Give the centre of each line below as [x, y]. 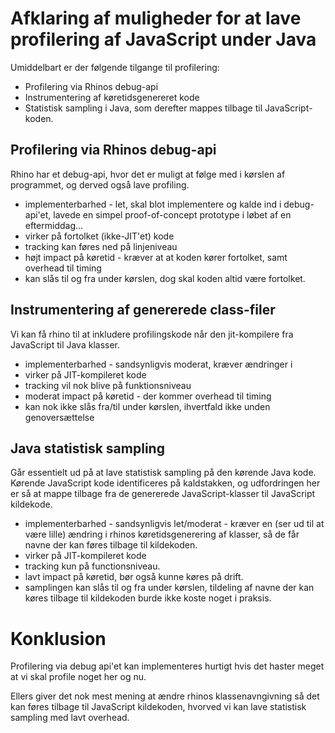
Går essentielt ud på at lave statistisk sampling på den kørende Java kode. [163, 473]
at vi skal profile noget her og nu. [78, 677]
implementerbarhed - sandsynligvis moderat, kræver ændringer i [158, 364]
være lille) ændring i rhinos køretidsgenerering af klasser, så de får [162, 534]
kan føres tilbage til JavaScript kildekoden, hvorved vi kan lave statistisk [158, 707]
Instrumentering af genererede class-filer [143, 310]
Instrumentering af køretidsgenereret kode [112, 97]
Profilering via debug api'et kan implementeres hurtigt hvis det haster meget [167, 666]
